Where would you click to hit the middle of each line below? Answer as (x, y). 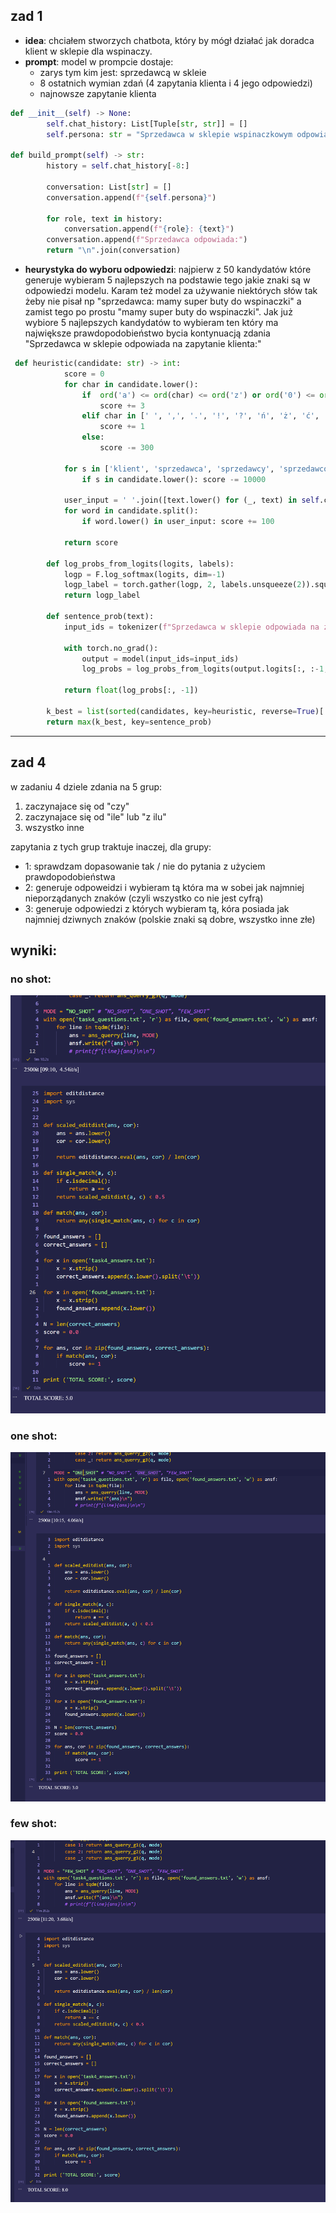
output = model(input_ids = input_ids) (160, 659)
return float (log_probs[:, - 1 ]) (131, 690)
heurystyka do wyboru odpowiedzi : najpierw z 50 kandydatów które (168, 270)
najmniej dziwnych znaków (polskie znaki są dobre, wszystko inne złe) (170, 919)
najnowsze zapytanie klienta (98, 93)
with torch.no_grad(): (111, 648)
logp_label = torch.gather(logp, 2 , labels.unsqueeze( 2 (182, 585)
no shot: (31, 979)
